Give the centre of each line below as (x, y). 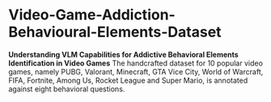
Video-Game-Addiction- (92, 15)
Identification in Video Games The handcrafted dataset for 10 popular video (135, 63)
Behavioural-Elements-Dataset (115, 32)
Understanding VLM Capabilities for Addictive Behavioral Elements (123, 54)
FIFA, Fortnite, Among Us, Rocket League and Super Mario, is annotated (128, 80)
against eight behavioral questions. (67, 89)
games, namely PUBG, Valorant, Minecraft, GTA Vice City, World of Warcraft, (136, 71)
